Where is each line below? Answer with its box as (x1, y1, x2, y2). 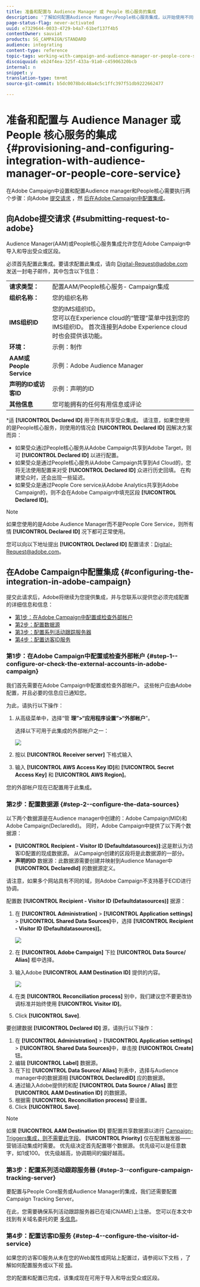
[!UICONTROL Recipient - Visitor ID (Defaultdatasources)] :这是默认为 (14, 843, 189, 850)
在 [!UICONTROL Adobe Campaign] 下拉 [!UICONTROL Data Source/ (14, 949, 186, 956)
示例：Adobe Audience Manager (52, 361, 144, 369)
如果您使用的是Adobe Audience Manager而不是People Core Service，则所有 (6, 520, 194, 527)
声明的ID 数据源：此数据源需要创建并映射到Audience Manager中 (14, 857, 173, 865)
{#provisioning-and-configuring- (6, 141, 174, 155)
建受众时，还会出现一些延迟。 (14, 474, 88, 481)
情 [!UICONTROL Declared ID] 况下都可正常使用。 (6, 528, 129, 535)
